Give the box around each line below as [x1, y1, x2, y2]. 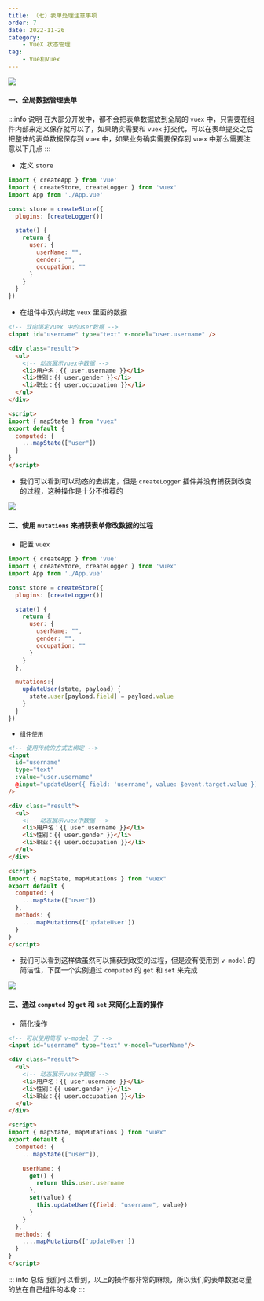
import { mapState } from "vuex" [8, 417, 118, 425]
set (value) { [28, 1194, 72, 1202]
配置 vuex [19, 539, 50, 549]
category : [8, 33, 41, 42]
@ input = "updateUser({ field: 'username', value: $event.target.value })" [15, 781, 262, 788]
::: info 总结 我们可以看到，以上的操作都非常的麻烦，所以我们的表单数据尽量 [8, 1274, 253, 1284]
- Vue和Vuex [22, 56, 60, 64]
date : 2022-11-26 [8, 26, 65, 34]
